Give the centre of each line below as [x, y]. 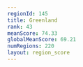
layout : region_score [39, 53]
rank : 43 [20, 27]
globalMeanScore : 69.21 [42, 40]
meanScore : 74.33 [32, 33]
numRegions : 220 [31, 46]
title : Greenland [32, 20]
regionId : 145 [28, 14]
